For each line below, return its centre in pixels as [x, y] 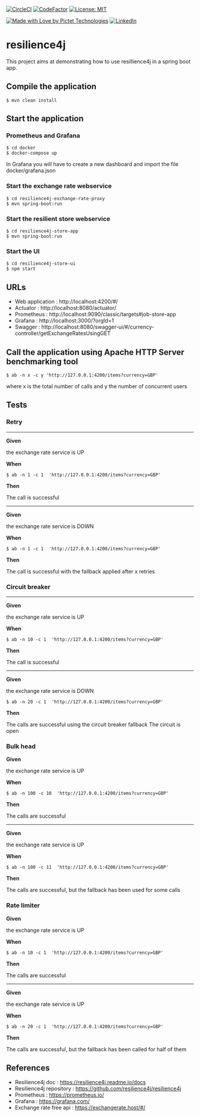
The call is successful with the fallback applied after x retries [81, 571]
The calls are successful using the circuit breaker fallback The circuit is [93, 724]
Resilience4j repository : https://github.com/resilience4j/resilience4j [98, 1089]
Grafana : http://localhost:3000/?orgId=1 [64, 321]
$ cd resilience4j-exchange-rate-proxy [56, 198]
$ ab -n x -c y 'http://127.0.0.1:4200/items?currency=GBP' [82, 375]
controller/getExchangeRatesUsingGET [63, 333]
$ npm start [21, 269]
